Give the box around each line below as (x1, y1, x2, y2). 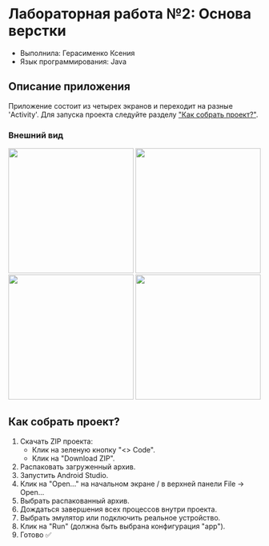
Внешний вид (8, 130, 64, 141)
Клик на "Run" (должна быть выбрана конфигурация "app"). (19, 521, 226, 531)
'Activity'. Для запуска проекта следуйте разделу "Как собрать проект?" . (8, 110, 259, 119)
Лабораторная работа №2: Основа (8, 5, 252, 23)
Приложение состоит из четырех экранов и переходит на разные (8, 101, 234, 110)
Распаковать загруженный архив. (19, 461, 136, 472)
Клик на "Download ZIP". (31, 453, 115, 463)
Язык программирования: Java (19, 57, 126, 66)
